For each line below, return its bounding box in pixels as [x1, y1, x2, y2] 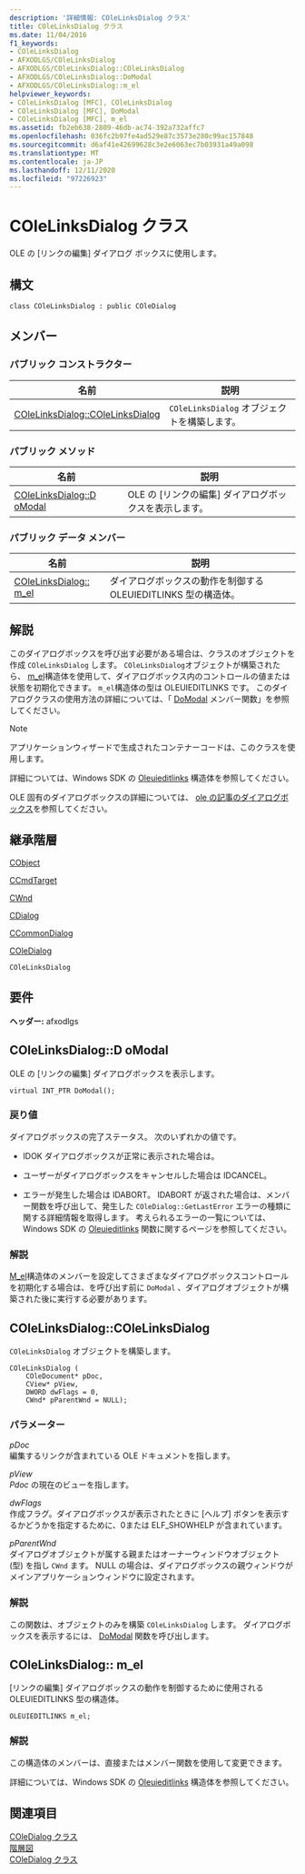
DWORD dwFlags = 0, [25, 1387, 100, 1396]
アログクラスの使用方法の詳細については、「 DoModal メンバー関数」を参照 [9, 693, 290, 705]
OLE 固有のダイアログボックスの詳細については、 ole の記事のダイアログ [9, 792, 281, 803]
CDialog [9, 910, 39, 921]
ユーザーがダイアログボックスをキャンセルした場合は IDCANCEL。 [22, 1170, 272, 1181]
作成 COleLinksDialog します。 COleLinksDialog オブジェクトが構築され [9, 660, 273, 670]
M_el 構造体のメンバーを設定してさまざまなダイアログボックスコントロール [9, 1271, 289, 1282]
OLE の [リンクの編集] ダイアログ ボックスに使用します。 [9, 247, 222, 259]
